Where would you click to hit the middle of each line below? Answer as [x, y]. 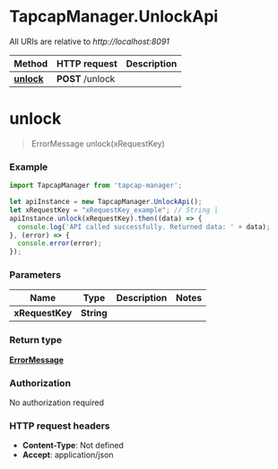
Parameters [35, 275]
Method [31, 63]
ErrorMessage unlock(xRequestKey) [98, 143]
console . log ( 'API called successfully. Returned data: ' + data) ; [144, 226]
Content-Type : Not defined [73, 446]
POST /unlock [86, 78]
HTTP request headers [60, 426]
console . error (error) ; [60, 243]
